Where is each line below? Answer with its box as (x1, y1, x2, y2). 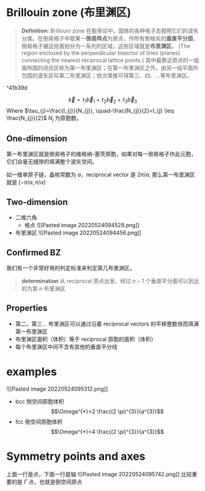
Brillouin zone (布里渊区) (6, 6, 132, 20)
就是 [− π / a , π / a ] (6, 179, 46, 186)
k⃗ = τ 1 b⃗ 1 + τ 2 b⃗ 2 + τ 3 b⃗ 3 (68, 96, 138, 105)
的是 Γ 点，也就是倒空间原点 (11, 478, 83, 485)
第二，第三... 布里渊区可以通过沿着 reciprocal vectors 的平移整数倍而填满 (15, 320, 199, 328)
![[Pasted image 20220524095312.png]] (6, 385, 108, 392)
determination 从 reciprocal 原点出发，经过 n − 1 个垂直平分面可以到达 (21, 277, 199, 285)
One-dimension (6, 133, 67, 144)
